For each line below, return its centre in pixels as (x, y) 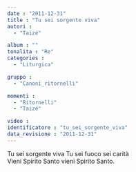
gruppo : (20, 77)
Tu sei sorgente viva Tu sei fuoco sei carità (68, 153)
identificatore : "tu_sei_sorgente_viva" (68, 128)
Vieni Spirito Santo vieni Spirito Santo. (61, 161)
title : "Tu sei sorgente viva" (54, 20)
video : (18, 122)
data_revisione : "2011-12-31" (52, 134)
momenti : (21, 96)
